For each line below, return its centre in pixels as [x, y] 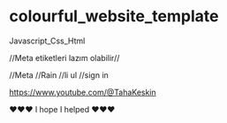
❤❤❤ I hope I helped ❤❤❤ [62, 109]
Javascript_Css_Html [47, 41]
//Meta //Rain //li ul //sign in [59, 75]
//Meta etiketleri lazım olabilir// [64, 58]
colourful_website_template [114, 16]
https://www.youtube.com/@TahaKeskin [83, 92]
